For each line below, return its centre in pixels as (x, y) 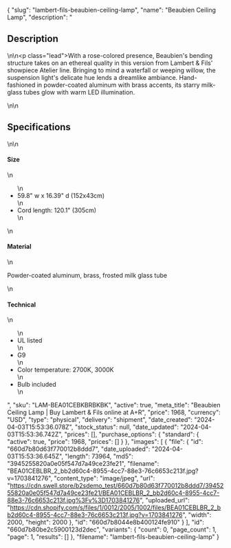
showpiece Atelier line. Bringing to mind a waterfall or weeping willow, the (111, 70)
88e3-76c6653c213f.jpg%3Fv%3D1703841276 (74, 500)
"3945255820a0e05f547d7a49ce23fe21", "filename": (83, 464)
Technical (22, 304)
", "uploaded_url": (165, 500)
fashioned (21, 85)
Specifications (39, 127)
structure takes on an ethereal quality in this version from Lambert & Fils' (110, 63)
